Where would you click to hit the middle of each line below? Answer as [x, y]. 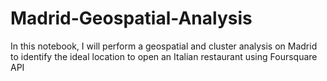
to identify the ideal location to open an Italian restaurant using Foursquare [164, 56]
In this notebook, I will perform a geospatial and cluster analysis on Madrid [164, 46]
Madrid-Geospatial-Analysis [131, 18]
